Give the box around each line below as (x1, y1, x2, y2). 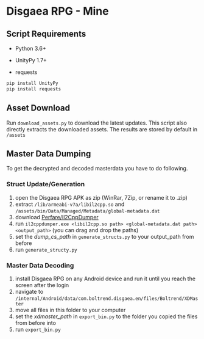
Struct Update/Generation (6, 180, 85, 189)
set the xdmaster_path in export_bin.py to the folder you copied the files (15, 313, 198, 320)
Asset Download (6, 103, 71, 114)
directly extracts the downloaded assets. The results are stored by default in (6, 125, 198, 133)
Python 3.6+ (15, 45, 47, 52)
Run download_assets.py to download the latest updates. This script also (6, 119, 188, 126)
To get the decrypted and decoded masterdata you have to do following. (6, 165, 188, 172)
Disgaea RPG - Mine (6, 4, 109, 18)
